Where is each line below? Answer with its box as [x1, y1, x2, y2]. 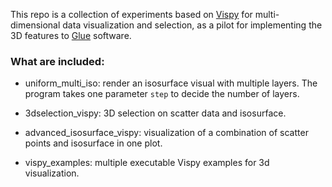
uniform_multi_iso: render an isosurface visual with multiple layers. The [24, 77, 318, 89]
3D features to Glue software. [10, 30, 132, 41]
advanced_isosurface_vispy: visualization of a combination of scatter [24, 127, 309, 139]
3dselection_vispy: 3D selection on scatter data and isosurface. [24, 107, 287, 119]
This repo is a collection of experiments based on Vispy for [10, 9, 253, 20]
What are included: [10, 54, 105, 68]
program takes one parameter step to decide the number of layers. [24, 88, 300, 100]
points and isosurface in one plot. [24, 137, 163, 149]
